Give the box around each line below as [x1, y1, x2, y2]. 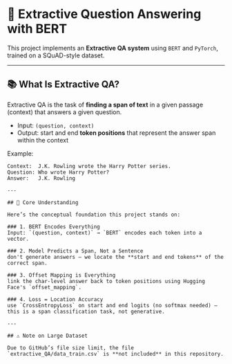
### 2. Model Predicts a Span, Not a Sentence [7, 247, 144, 255]
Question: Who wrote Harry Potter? [7, 169, 110, 176]
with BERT [7, 21, 68, 37]
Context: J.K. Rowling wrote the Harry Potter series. [7, 163, 171, 170]
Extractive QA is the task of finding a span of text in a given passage [7, 100, 204, 109]
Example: [7, 149, 34, 158]
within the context [17, 136, 69, 144]
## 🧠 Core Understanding [7, 199, 79, 206]
